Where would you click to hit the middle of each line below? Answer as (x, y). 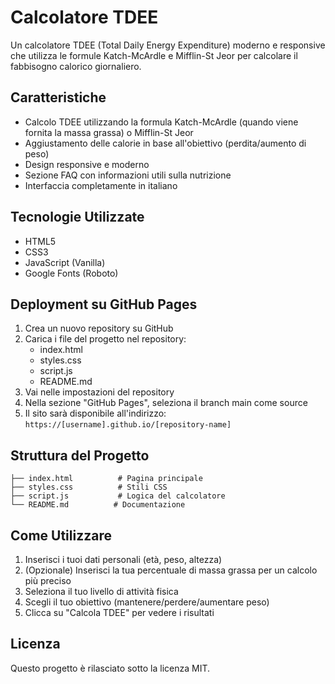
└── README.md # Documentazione (98, 505)
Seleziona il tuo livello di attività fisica (101, 591)
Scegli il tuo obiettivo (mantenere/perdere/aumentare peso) (147, 602)
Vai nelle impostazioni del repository (99, 392)
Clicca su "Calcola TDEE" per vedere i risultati (119, 612)
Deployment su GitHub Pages (104, 304)
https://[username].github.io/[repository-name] (128, 425)
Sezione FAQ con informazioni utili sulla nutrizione (128, 175)
